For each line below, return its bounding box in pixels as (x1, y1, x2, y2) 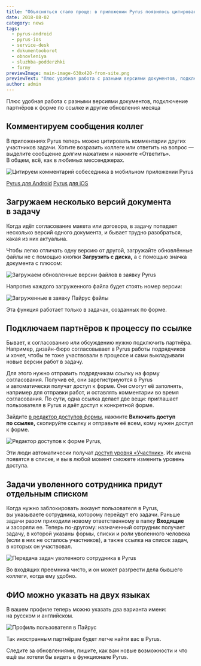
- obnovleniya (11, 53, 47, 59)
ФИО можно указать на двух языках (6, 590, 151, 600)
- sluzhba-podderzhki (11, 59, 66, 65)
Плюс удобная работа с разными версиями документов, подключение (6, 98, 188, 105)
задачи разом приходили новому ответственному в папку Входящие (6, 517, 184, 525)
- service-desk (11, 43, 50, 49)
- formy (11, 64, 31, 71)
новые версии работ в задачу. (6, 358, 84, 366)
